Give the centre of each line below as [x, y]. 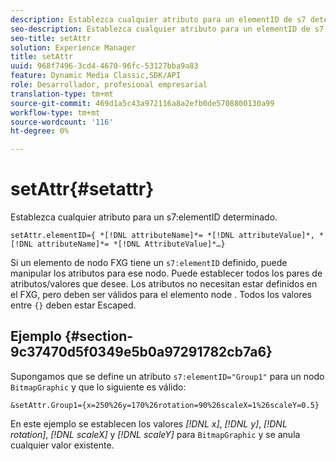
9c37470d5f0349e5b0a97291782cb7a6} [141, 352]
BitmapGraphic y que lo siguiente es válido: [98, 387]
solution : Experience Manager [73, 47]
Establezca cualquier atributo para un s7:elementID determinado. [144, 217]
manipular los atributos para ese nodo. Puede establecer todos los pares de [166, 273]
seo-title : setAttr [51, 38]
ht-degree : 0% [40, 131]
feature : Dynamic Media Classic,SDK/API [96, 76]
